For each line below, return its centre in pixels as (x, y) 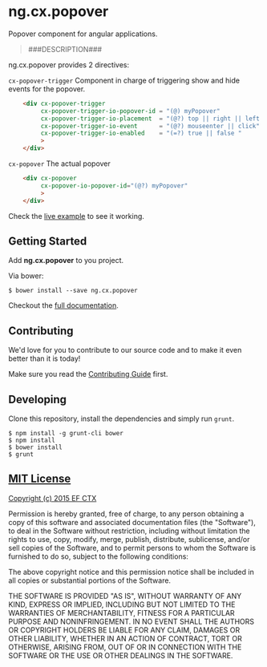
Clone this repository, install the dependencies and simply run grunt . (121, 418)
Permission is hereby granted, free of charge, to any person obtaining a (126, 513)
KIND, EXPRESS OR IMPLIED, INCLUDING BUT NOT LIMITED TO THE (122, 604)
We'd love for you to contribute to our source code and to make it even (125, 350)
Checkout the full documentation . (63, 305)
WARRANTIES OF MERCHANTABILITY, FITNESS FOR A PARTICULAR (121, 612)
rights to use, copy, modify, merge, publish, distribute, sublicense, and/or (129, 539)
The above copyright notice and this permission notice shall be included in (131, 572)
